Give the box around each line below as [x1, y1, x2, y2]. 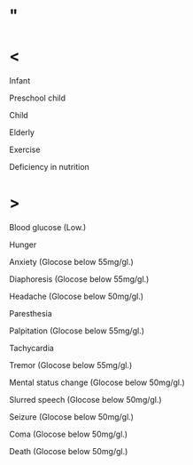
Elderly [9, 127, 35, 138]
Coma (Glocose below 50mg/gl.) [9, 429, 128, 440]
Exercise [9, 144, 41, 156]
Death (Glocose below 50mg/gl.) [9, 446, 128, 457]
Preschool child [9, 92, 66, 103]
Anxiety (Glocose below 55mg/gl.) [9, 257, 135, 268]
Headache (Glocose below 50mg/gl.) [9, 291, 144, 302]
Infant [9, 76, 31, 86]
